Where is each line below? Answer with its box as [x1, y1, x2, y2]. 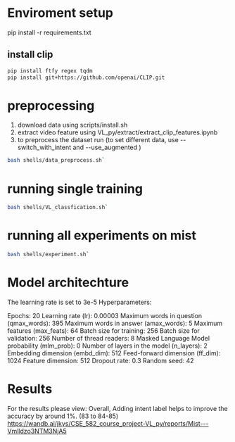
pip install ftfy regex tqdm [7, 67, 93, 75]
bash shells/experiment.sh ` [7, 251, 90, 258]
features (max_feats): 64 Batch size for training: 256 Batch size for [7, 326, 201, 335]
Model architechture [7, 274, 129, 291]
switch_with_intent [17, 143, 72, 152]
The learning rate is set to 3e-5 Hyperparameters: [7, 298, 152, 306]
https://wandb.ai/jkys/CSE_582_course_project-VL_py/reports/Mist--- [7, 419, 209, 427]
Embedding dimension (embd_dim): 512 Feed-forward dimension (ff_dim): [7, 348, 221, 357]
